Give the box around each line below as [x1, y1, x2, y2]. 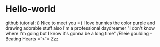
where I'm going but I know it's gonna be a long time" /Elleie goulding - [5, 30, 152, 36]
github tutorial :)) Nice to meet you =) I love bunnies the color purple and [5, 20, 155, 26]
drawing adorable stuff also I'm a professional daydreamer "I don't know [5, 25, 155, 31]
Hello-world [5, 3, 56, 15]
